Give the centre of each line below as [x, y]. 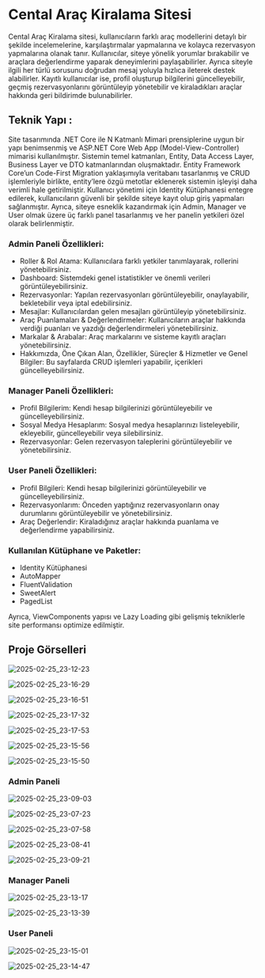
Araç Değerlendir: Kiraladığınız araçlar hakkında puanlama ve [119, 521]
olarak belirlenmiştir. [41, 223]
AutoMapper [40, 576]
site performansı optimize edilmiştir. [66, 625]
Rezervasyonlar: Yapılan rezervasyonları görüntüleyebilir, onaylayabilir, [134, 295]
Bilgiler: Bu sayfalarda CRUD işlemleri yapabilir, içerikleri [111, 362]
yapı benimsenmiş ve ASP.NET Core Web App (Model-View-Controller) [124, 147]
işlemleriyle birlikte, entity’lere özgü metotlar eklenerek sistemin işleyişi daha [133, 181]
